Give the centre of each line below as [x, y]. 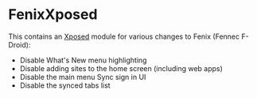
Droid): [19, 44]
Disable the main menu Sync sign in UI [83, 77]
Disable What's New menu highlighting [83, 60]
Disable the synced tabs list [65, 85]
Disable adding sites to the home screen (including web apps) [121, 68]
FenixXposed [53, 15]
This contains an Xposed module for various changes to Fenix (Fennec [124, 36]
